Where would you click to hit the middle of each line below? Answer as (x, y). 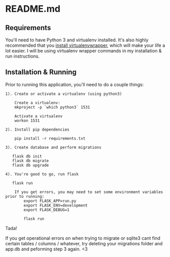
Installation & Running (41, 72)
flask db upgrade (31, 165)
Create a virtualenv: (37, 102)
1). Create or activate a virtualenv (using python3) (64, 94)
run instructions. (22, 56)
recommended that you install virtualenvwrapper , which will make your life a (85, 45)
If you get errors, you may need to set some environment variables (89, 192)
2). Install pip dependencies (38, 130)
